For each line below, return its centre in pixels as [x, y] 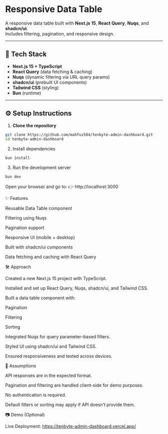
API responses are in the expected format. [49, 376]
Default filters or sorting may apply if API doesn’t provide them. [70, 405]
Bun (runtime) [27, 93]
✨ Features [17, 198]
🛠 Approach [18, 267]
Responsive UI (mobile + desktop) [40, 238]
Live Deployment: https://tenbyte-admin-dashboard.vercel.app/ [71, 426]
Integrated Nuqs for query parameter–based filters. [58, 337]
